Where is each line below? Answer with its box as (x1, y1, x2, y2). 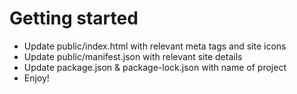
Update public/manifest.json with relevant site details (23, 50, 243, 62)
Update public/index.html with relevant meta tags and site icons (23, 40, 287, 52)
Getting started (9, 7, 139, 30)
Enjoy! (23, 72, 50, 84)
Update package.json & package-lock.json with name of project (23, 61, 287, 73)
